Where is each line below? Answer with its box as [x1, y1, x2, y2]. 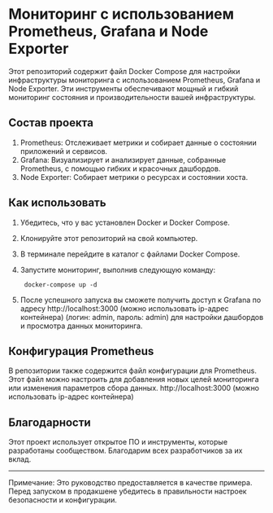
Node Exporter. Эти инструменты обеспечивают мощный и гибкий [8, 83, 239, 94]
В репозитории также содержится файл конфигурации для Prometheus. [8, 366, 258, 375]
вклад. [8, 454, 32, 464]
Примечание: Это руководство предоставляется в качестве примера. [8, 478, 253, 488]
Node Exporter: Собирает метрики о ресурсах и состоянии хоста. [19, 172, 249, 182]
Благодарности [8, 415, 91, 429]
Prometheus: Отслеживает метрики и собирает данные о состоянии [19, 138, 258, 147]
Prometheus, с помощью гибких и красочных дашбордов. [19, 164, 221, 173]
